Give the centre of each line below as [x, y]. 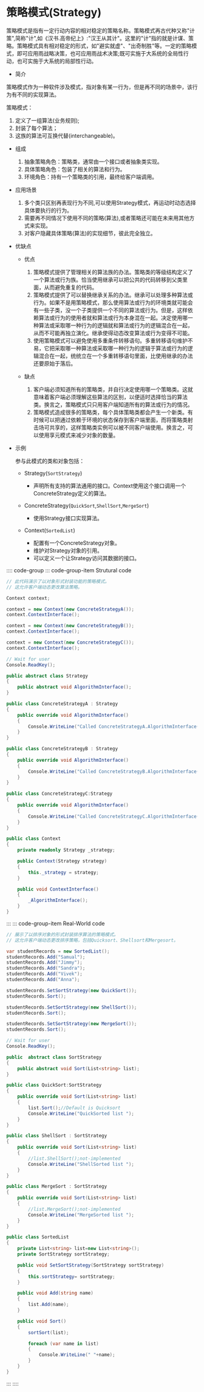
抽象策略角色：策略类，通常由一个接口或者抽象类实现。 [93, 162]
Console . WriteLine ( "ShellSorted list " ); [81, 1164]
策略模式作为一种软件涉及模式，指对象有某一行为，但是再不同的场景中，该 [99, 87]
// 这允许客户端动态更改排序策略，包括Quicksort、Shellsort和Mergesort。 [92, 940]
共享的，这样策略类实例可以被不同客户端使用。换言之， [119, 427]
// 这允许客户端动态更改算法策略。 [44, 587]
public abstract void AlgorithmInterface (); [74, 687]
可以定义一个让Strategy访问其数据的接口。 [87, 558]
